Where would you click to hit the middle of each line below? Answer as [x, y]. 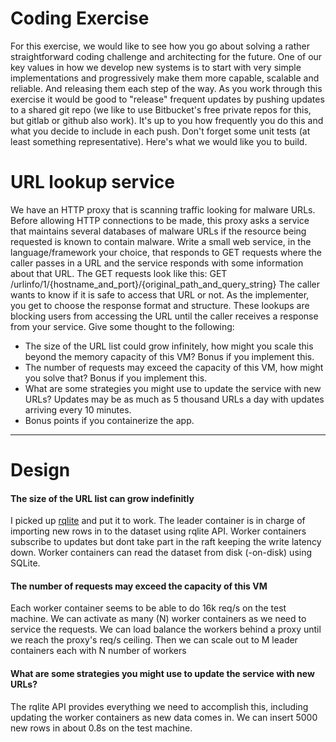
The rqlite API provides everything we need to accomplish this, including [159, 706]
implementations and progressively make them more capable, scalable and [165, 78]
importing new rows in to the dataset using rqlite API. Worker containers [158, 531]
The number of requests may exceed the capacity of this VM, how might [174, 367]
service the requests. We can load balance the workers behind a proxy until [166, 629]
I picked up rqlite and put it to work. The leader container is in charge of [158, 521]
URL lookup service [92, 182]
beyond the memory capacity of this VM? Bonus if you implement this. [169, 356]
